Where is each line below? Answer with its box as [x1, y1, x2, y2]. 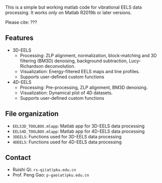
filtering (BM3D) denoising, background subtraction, [20, 58, 128, 64]
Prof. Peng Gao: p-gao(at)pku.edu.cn [12, 172, 89, 178]
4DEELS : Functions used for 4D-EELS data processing [12, 139, 122, 145]
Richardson [20, 63, 44, 69]
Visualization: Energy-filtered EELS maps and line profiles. [20, 68, 140, 74]
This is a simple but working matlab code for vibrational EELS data [5, 5, 142, 10]
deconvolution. [44, 63, 76, 69]
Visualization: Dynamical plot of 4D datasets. [20, 90, 113, 96]
